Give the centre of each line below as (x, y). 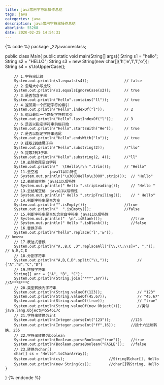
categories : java (23, 19)
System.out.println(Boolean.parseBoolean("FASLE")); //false (80, 344)
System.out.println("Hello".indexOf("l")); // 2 (74, 109)
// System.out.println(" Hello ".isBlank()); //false (80, 223)
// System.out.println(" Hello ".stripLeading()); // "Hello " (84, 186)
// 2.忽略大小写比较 (32, 86)
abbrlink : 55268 (22, 28)
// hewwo (14, 237)
